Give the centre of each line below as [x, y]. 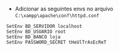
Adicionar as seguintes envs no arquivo [64, 9]
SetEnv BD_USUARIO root [36, 32]
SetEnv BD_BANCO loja [34, 37]
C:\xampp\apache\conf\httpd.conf [57, 16]
